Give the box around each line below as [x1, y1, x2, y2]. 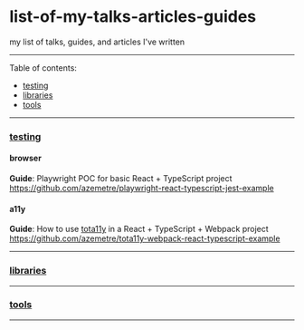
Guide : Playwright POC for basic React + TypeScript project [9, 173, 233, 184]
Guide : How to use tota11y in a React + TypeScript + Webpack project [9, 224, 269, 235]
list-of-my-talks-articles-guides [9, 6, 257, 27]
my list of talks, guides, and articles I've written [9, 36, 185, 47]
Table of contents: [9, 62, 77, 73]
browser [9, 152, 43, 164]
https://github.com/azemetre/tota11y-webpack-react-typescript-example [9, 233, 280, 244]
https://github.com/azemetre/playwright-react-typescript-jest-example [9, 183, 274, 194]
